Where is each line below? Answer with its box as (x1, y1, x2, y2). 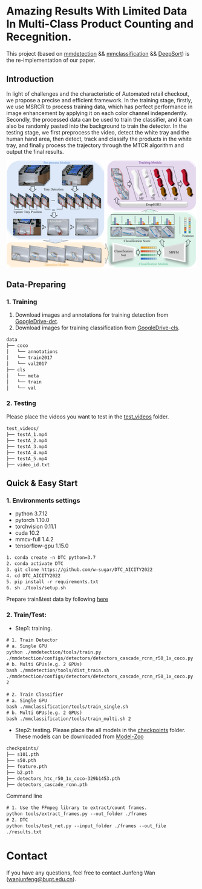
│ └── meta (6, 373, 39, 379)
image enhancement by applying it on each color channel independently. (6, 109, 188, 116)
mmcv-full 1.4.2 (15, 536, 54, 543)
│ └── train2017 (6, 355, 53, 361)
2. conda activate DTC (6, 561, 64, 567)
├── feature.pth (6, 763, 47, 770)
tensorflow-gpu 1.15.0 (15, 542, 69, 549)
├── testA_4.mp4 (6, 449, 47, 455)
